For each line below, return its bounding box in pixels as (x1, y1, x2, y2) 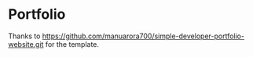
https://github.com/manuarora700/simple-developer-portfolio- (42, 31, 245, 41)
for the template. (45, 39, 100, 48)
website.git (8, 39, 44, 48)
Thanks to (8, 31, 41, 41)
